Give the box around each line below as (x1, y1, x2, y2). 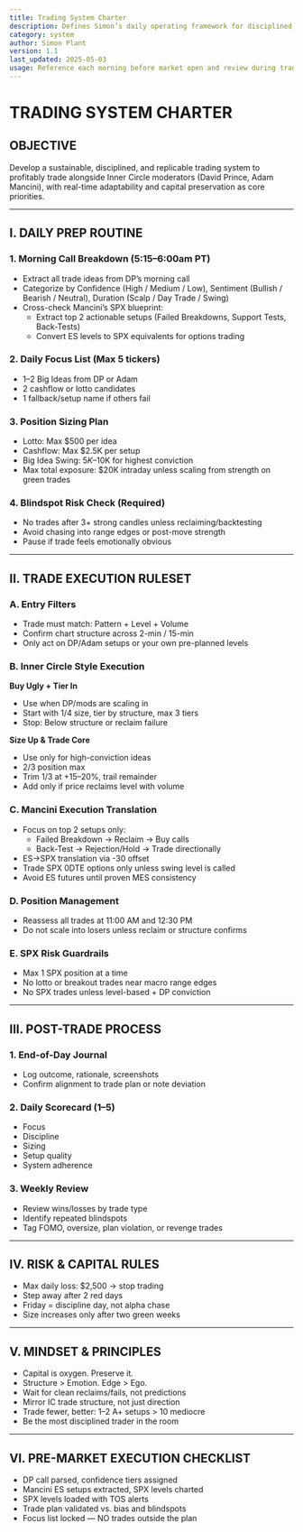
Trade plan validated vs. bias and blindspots (22, 1503, 187, 1514)
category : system (9, 30, 75, 39)
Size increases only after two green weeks (22, 1309, 180, 1320)
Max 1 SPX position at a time (22, 967, 128, 979)
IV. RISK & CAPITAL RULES (9, 1257, 160, 1272)
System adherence (22, 1160, 93, 1171)
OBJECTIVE (9, 138, 77, 153)
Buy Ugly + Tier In (9, 680, 78, 691)
